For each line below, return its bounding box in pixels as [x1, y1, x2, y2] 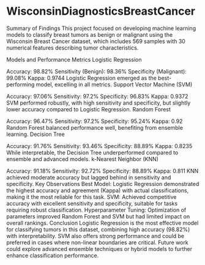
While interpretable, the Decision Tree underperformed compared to [6, 149, 179, 156]
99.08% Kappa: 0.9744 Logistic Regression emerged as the [6, 74, 157, 81]
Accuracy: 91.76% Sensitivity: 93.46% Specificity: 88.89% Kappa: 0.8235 [6, 142, 193, 149]
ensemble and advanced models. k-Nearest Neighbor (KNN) [6, 155, 159, 163]
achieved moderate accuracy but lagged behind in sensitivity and [6, 173, 171, 181]
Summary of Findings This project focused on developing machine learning [6, 24, 196, 32]
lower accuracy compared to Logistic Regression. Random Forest [6, 105, 171, 113]
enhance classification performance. [6, 252, 99, 259]
